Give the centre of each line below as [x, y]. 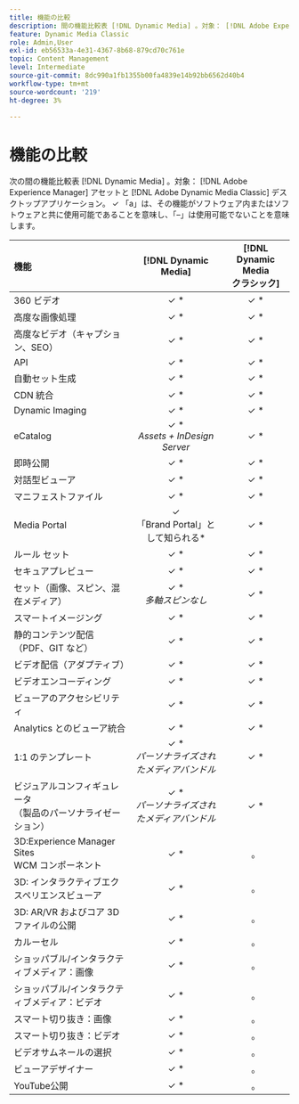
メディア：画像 [62, 972]
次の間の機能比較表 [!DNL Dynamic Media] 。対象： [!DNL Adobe [128, 181]
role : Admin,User [41, 42]
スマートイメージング [58, 618]
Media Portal [40, 525]
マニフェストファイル [59, 497]
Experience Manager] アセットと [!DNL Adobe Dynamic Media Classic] [139, 192]
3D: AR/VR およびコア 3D [67, 912]
